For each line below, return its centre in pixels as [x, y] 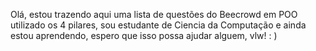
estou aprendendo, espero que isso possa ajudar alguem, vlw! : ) [144, 35]
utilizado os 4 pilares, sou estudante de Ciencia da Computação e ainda [158, 25]
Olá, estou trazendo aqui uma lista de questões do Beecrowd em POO [154, 14]
